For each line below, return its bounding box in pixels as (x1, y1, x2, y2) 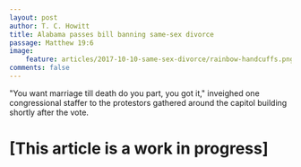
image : (9, 47, 34, 56)
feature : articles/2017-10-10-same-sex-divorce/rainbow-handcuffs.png (25, 55, 295, 64)
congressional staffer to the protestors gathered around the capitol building (9, 97, 288, 108)
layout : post (9, 13, 58, 22)
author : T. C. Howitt (9, 22, 90, 31)
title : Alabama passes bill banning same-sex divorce (9, 30, 215, 39)
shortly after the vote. (9, 107, 90, 118)
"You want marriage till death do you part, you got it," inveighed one (9, 87, 260, 99)
